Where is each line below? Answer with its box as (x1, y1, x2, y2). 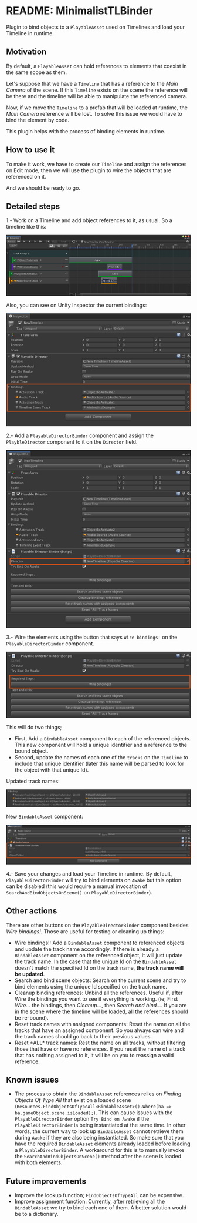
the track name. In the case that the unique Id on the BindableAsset (14, 958, 177, 965)
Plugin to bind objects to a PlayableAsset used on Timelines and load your (6, 24, 185, 31)
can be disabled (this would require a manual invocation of (6, 883, 148, 890)
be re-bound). (14, 1014, 49, 1021)
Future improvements (6, 1176, 87, 1186)
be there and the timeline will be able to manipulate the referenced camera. (6, 92, 188, 99)
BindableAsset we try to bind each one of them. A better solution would (14, 1204, 187, 1211)
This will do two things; (6, 724, 62, 731)
